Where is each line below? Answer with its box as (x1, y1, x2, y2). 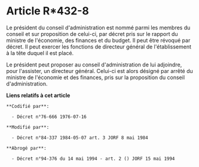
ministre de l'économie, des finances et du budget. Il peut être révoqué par (6, 37, 191, 44)
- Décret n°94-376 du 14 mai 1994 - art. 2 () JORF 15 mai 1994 (11, 156, 175, 162)
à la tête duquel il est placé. (6, 49, 74, 56)
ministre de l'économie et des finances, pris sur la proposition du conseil (6, 74, 185, 81)
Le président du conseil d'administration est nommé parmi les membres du (6, 24, 191, 31)
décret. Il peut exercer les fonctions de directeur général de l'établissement (6, 43, 191, 50)
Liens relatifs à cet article (6, 92, 71, 99)
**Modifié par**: (6, 124, 50, 130)
